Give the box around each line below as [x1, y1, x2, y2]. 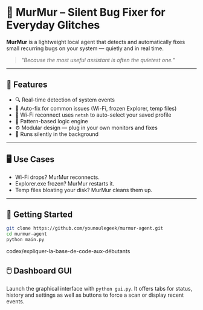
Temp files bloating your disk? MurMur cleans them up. [14, 186, 153, 193]
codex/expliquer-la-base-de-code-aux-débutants [6, 248, 130, 254]
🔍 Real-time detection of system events [14, 96, 115, 103]
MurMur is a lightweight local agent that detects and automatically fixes [6, 38, 185, 45]
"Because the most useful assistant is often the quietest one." [21, 56, 175, 63]
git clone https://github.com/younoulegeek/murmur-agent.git [6, 225, 164, 231]
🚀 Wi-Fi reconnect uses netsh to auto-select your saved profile [14, 111, 172, 118]
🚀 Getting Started [6, 209, 73, 219]
